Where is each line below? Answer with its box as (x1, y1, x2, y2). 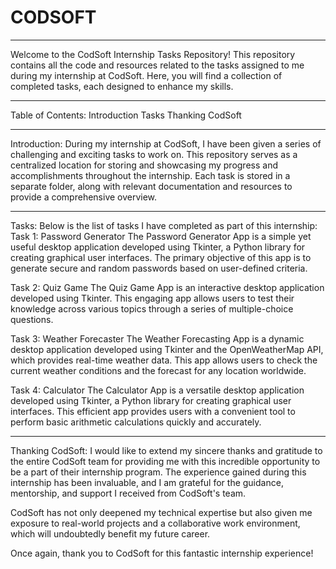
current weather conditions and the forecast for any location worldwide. (10, 364, 307, 376)
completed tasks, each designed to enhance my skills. (10, 80, 234, 92)
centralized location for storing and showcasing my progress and (10, 159, 278, 171)
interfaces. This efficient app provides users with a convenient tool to (10, 405, 296, 417)
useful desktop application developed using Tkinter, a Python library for (10, 241, 306, 253)
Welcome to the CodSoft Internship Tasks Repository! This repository (10, 48, 296, 60)
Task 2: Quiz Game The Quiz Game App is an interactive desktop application (10, 281, 325, 293)
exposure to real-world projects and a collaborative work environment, (10, 517, 301, 529)
